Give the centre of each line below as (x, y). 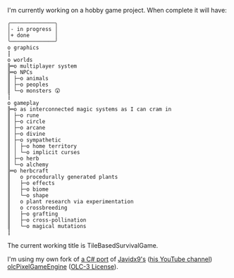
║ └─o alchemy (28, 165)
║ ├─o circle (26, 122)
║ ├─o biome (28, 189)
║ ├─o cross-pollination (47, 220)
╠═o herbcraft (28, 171)
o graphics (23, 48)
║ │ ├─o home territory (42, 146)
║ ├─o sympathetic (34, 140)
